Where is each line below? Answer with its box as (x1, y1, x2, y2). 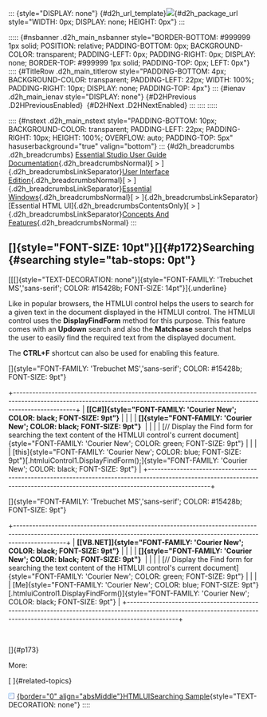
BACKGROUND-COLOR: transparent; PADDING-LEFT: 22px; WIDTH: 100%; (8, 75, 254, 84)
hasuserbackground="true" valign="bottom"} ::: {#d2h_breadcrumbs (8, 141, 235, 151)
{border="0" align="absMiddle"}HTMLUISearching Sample (17, 691, 210, 701)
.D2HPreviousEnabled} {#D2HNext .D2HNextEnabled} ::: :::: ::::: (8, 101, 218, 110)
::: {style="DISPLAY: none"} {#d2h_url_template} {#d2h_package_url (8, 9, 238, 18)
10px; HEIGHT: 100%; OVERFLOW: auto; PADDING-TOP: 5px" (33, 133, 234, 142)
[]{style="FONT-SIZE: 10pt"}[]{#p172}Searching (8, 241, 255, 255)
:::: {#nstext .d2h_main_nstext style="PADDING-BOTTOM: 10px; (8, 116, 218, 125)
